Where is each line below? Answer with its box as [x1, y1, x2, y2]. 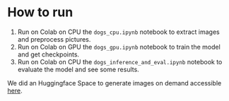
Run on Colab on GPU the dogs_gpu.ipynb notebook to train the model [17, 42, 221, 51]
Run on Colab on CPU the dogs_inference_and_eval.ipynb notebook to [17, 57, 223, 66]
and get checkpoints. [17, 50, 80, 59]
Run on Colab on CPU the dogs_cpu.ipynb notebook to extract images [17, 28, 221, 36]
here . [7, 86, 23, 95]
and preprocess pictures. [17, 35, 91, 43]
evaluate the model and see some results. [17, 65, 139, 73]
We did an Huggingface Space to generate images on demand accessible [7, 78, 222, 87]
